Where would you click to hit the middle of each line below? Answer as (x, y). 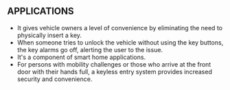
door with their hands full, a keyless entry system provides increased (115, 71)
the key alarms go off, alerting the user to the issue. (90, 49)
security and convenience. (55, 79)
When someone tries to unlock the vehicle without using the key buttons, (120, 42)
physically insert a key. (49, 35)
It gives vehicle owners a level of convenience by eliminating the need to (120, 27)
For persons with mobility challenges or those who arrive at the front (114, 64)
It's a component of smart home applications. (81, 57)
